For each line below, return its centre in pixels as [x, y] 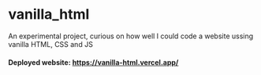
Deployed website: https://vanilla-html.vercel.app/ [93, 62]
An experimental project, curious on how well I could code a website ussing [131, 36]
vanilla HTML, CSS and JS [50, 44]
